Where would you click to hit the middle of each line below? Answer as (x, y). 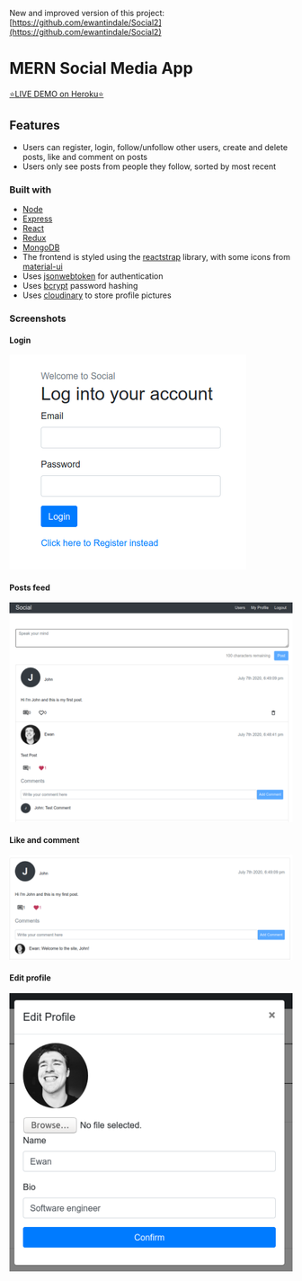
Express (37, 219)
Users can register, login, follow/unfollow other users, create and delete (155, 147)
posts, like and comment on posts (85, 157)
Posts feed (30, 587)
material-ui (42, 267)
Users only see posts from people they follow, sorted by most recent (149, 166)
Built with (31, 190)
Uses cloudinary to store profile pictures (97, 295)
